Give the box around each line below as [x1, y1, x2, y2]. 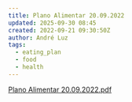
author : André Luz [8, 33, 68, 42]
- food [15, 56, 37, 64]
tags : [8, 41, 26, 49]
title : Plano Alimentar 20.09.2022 [8, 11, 125, 20]
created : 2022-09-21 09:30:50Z [8, 26, 111, 34]
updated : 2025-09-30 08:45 [8, 19, 97, 27]
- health [15, 63, 44, 71]
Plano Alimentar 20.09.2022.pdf [8, 85, 112, 94]
